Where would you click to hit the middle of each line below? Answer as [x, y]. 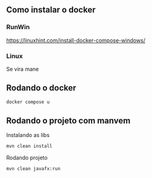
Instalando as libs [28, 135]
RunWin [18, 27]
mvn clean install [29, 146]
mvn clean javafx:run [33, 169]
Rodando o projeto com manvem [68, 121]
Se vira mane [23, 69]
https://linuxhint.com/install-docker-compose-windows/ [76, 40]
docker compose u [28, 102]
